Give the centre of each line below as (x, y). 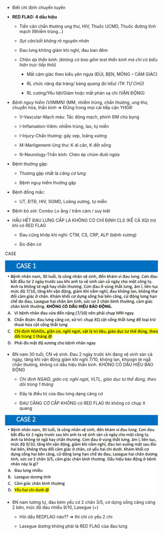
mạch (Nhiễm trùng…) (41, 31)
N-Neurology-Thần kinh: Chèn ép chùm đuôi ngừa (69, 154)
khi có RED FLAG (29, 225)
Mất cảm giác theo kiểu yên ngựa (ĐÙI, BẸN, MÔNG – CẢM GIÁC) (92, 74)
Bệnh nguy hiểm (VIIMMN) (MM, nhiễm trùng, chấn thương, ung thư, (80, 102)
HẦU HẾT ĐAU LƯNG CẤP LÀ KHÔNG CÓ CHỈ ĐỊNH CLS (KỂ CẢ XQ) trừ (84, 220)
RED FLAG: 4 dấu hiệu (34, 17)
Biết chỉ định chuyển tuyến (39, 8)
